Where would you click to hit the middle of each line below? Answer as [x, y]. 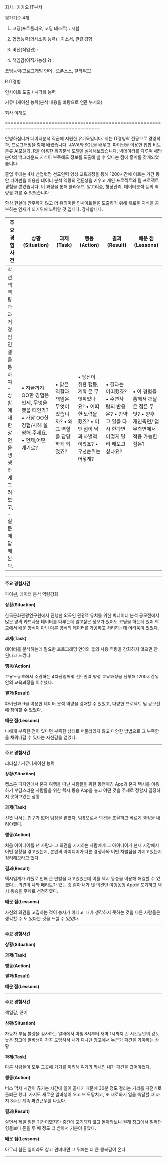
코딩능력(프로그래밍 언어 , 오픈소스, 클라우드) [48, 71]
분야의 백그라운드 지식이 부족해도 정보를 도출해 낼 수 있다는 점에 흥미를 [73, 157]
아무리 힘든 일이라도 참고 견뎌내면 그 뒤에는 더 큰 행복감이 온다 [65, 1149]
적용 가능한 [145, 436]
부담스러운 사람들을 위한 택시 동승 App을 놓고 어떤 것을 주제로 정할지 [81, 790]
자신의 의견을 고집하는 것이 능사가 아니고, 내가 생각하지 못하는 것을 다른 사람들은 [83, 912]
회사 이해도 [16, 113]
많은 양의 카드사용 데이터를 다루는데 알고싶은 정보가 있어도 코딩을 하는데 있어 [80, 622]
